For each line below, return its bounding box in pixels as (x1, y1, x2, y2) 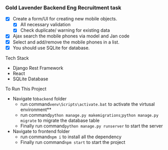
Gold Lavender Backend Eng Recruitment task (5, 4, 122, 11)
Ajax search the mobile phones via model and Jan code (12, 33, 130, 39)
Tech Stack (5, 55, 29, 61)
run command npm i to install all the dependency (20, 134, 122, 140)
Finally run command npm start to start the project (20, 139, 126, 145)
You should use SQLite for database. (12, 45, 90, 51)
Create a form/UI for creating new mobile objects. (12, 16, 117, 22)
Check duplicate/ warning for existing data (20, 27, 110, 33)
